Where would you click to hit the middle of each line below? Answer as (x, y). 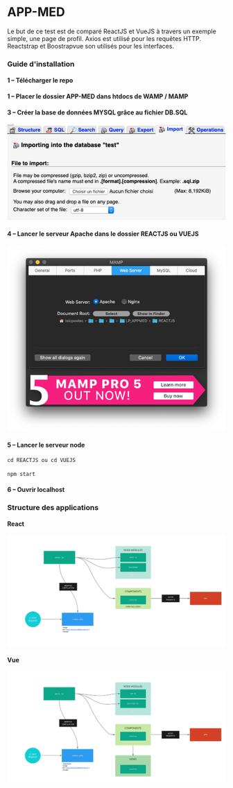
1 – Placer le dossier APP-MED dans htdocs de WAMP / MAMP (98, 96)
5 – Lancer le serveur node (46, 445)
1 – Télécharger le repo (40, 80)
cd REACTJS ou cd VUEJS (42, 461)
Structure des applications (53, 507)
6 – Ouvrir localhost (36, 489)
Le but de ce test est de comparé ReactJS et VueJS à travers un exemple (112, 31)
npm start (21, 474)
